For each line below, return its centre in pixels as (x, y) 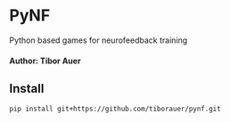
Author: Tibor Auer (45, 61)
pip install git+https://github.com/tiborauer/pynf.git (115, 109)
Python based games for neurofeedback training (99, 40)
